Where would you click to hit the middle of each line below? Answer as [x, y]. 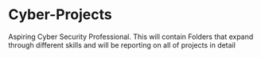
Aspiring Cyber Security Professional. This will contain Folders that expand [131, 37]
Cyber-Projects [60, 15]
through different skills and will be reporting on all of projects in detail [122, 44]
